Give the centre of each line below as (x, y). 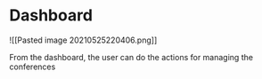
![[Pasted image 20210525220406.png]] (83, 40)
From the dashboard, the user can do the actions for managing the (131, 57)
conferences (33, 67)
